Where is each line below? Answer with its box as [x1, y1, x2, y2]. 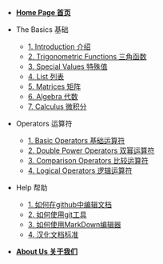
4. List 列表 [27, 72, 65, 81]
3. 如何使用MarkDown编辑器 [27, 220, 121, 229]
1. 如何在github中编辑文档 [27, 200, 112, 209]
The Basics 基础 [15, 25, 70, 34]
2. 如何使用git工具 [27, 210, 87, 219]
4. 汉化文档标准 [27, 230, 79, 239]
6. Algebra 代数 [27, 92, 78, 101]
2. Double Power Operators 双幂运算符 [27, 146, 155, 155]
